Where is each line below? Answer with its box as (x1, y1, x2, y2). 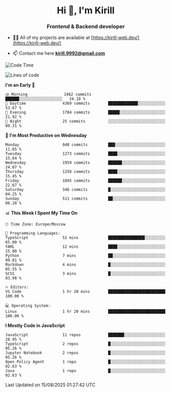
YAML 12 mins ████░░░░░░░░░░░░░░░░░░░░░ (5, 244, 166, 249)
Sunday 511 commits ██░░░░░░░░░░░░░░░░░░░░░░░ (5, 196, 166, 202)
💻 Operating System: (5, 303, 51, 308)
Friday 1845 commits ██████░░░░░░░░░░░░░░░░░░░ (5, 178, 166, 184)
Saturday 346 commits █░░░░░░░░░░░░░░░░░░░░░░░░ (5, 187, 166, 192)
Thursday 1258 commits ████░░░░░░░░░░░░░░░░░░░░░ (5, 169, 166, 174)
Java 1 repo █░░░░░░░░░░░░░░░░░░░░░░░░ (5, 368, 166, 374)
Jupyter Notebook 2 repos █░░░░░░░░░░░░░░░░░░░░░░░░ (5, 350, 166, 356)
